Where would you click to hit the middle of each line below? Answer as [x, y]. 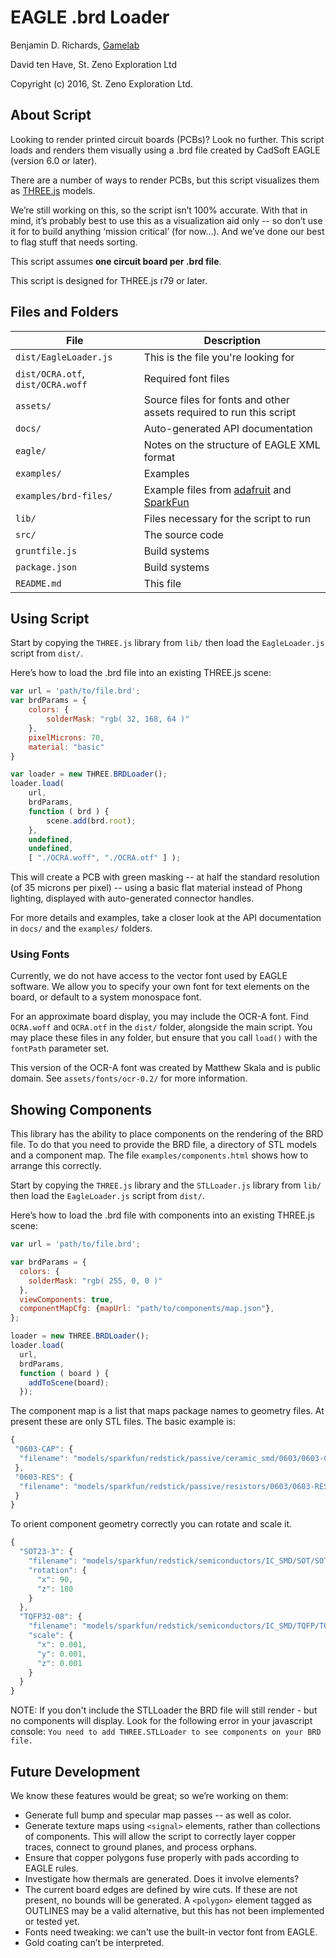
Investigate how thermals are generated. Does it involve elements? [162, 1879]
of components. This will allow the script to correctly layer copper [160, 1837]
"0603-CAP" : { [44, 1449]
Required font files [186, 378]
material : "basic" [66, 747]
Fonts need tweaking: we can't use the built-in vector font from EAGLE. [171, 1932]
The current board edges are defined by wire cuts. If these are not [161, 1890]
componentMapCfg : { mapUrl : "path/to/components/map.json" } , [147, 1309]
